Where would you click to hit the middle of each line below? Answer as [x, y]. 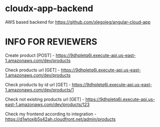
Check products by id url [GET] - [38, 85]
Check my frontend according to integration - [51, 114]
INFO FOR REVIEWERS [51, 42]
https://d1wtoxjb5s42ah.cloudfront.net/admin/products [60, 119]
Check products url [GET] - [33, 70]
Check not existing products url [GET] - [45, 99]
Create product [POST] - [30, 55]
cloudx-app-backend [49, 9]
